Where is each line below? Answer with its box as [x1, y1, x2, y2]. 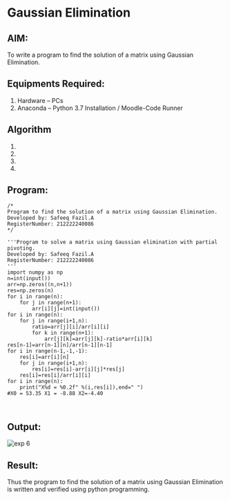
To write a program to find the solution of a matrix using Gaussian [7, 50, 194, 59]
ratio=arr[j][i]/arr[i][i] [32, 324, 110, 331]
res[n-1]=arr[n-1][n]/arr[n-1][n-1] [7, 342, 113, 349]
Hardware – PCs [17, 96, 64, 104]
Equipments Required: [7, 78, 105, 90]
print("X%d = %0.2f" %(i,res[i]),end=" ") [19, 384, 144, 391]
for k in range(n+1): [32, 330, 95, 337]
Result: [7, 459, 39, 471]
